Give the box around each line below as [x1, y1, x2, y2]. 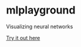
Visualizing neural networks [6, 23, 73, 30]
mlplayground [6, 4, 76, 17]
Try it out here [6, 34, 41, 41]
